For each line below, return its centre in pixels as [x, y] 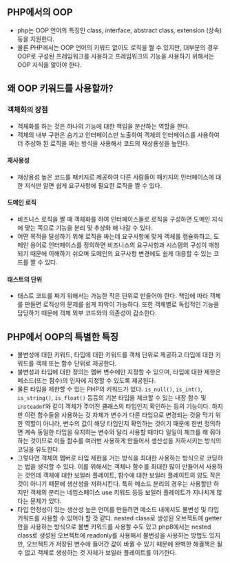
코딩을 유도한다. [38, 449]
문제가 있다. [46, 500]
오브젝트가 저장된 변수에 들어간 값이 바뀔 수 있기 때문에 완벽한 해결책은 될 [125, 544]
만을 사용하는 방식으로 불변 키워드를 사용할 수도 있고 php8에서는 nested [114, 527]
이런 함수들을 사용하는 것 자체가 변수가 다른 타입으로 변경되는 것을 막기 [119, 414]
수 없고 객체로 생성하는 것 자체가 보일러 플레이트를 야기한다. [97, 552]
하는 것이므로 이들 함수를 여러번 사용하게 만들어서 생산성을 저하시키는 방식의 [119, 440]
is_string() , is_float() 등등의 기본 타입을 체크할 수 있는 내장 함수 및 [112, 397]
